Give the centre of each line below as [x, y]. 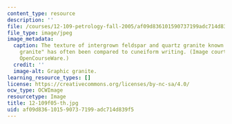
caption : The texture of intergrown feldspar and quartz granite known [119, 45]
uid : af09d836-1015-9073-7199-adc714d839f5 [71, 110]
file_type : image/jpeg [40, 33]
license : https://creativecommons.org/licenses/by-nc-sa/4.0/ [98, 84]
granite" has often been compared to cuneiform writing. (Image [114, 52]
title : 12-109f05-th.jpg [43, 103]
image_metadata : [30, 39]
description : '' [30, 20]
